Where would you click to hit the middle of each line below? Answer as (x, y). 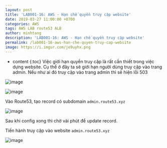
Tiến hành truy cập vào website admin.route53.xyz (57, 130)
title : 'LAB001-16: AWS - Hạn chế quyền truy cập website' (68, 15)
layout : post (19, 10)
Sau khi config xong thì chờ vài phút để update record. (61, 120)
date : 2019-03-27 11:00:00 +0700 (40, 19)
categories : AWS (22, 24)
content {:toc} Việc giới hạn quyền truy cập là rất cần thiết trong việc (83, 61)
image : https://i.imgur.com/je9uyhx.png (48, 47)
